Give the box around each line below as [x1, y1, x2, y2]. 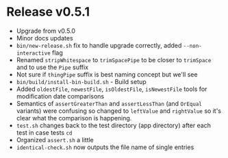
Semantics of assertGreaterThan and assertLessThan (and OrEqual [16, 99, 203, 107]
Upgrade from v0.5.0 [16, 27, 76, 35]
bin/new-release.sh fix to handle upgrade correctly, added [16, 41, 182, 49]
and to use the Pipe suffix [16, 63, 89, 71]
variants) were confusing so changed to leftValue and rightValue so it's [16, 107, 222, 115]
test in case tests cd [16, 128, 73, 137]
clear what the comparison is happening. [16, 114, 132, 122]
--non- [183, 42, 203, 49]
